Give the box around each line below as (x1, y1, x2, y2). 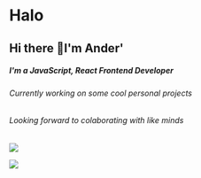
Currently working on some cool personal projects (9, 88, 193, 98)
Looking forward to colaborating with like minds (9, 115, 184, 126)
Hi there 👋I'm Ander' (9, 41, 124, 56)
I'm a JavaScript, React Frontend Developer (9, 66, 174, 76)
